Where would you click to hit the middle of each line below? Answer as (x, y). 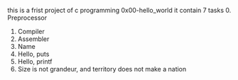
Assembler (33, 39)
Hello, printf (35, 62)
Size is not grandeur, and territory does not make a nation (102, 69)
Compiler (31, 32)
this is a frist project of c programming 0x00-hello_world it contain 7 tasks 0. (119, 10)
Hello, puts (33, 54)
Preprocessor (27, 18)
